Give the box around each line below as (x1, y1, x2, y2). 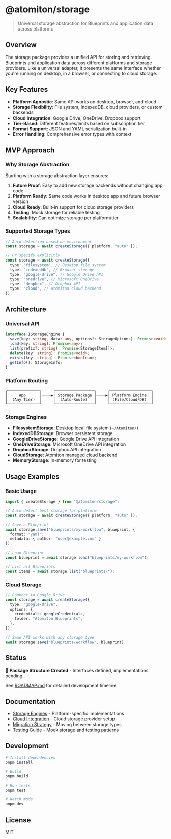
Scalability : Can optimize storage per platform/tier (12, 215, 119, 221)
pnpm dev (5, 801, 24, 807)
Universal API (5, 320, 40, 327)
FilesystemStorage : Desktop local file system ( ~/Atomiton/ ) (12, 425, 138, 431)
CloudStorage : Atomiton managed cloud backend (12, 452, 118, 458)
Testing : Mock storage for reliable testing (12, 210, 100, 216)
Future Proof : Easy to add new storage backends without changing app (12, 182, 163, 189)
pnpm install (5, 760, 33, 765)
